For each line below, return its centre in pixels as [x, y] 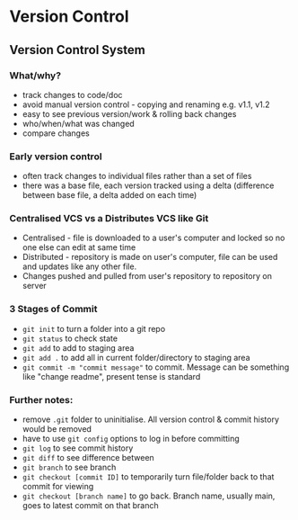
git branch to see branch [69, 467]
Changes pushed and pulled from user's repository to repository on [147, 276]
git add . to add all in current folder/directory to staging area [136, 357]
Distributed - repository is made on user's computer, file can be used [150, 257]
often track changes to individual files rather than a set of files [137, 176]
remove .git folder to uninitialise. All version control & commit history [151, 419]
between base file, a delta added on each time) [110, 195]
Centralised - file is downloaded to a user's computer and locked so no [153, 238]
